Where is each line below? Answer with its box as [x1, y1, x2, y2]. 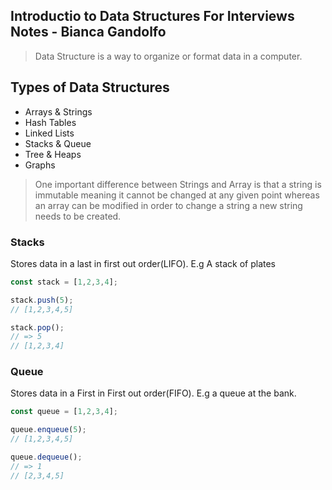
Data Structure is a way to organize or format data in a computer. [34, 50, 303, 62]
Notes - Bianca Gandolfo [10, 24, 167, 41]
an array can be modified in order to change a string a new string [34, 199, 303, 211]
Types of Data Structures [10, 79, 170, 96]
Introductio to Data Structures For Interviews [10, 8, 295, 25]
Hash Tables [24, 116, 77, 128]
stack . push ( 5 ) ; [10, 295, 74, 305]
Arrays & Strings [24, 105, 93, 118]
